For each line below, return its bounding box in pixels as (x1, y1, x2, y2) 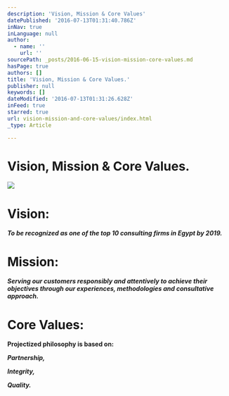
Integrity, (7, 367, 35, 376)
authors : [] (7, 69, 42, 76)
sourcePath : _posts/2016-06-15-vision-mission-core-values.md (7, 56, 193, 63)
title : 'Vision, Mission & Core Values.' (7, 75, 131, 83)
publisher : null (7, 82, 55, 89)
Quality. (7, 381, 32, 390)
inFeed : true (7, 102, 46, 109)
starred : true (7, 109, 49, 116)
